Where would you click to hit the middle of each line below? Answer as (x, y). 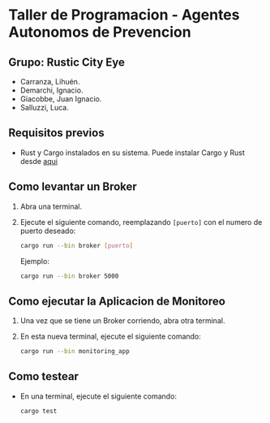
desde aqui (39, 161)
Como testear (44, 376)
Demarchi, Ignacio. (51, 90)
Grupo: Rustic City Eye (67, 62)
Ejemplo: (35, 261)
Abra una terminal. (51, 206)
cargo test (39, 411)
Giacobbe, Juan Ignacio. (61, 99)
